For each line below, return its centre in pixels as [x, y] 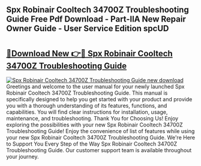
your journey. [22, 156]
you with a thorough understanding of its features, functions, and [87, 105]
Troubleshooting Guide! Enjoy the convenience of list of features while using [100, 131]
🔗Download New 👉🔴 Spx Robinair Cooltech [89, 53]
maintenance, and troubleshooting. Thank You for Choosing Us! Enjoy [92, 118]
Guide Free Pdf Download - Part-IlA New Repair [96, 19]
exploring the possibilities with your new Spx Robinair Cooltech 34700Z [94, 125]
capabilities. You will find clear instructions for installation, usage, [87, 112]
